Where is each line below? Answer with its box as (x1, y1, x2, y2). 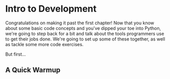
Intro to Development (5, 3, 97, 15)
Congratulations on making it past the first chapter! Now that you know (5, 20, 155, 26)
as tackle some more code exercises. (5, 41, 84, 47)
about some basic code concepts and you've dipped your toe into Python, (5, 25, 161, 31)
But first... (5, 51, 26, 57)
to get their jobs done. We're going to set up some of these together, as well (5, 36, 165, 42)
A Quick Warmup (5, 66, 61, 74)
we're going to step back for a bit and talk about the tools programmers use (5, 30, 164, 36)
